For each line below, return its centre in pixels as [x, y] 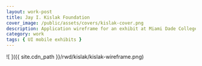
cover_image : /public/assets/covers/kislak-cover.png [75, 23]
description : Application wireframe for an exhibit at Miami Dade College [102, 28]
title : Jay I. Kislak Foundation [48, 17]
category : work [25, 34]
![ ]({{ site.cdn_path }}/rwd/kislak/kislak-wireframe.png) [75, 57]
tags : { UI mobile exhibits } [44, 40]
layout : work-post [29, 12]
